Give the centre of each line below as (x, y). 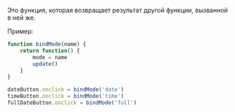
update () (45, 64)
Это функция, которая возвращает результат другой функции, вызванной (118, 10)
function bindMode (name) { (47, 44)
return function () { (50, 51)
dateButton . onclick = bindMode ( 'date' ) (66, 90)
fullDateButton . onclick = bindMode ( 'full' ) (72, 103)
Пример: (20, 31)
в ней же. (21, 18)
